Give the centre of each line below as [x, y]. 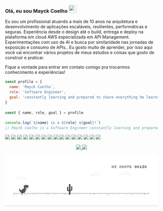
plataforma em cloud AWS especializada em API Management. [67, 37]
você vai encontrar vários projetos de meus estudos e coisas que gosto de [80, 53]
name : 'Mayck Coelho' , [32, 87]
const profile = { [24, 82]
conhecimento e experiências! [35, 72]
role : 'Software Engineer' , [38, 92]
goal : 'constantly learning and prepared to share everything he [77, 97]
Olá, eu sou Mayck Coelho [36, 11]
